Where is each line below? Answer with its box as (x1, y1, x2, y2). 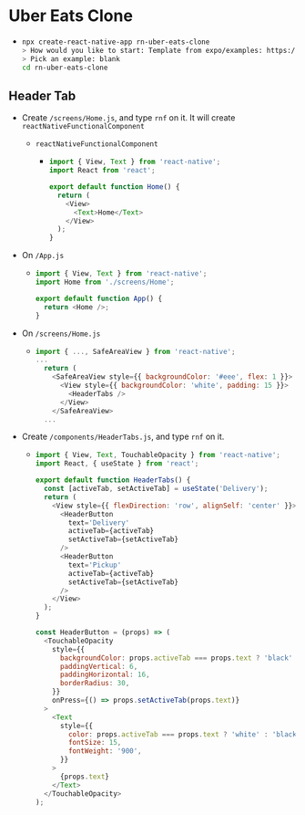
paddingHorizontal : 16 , (59, 670, 151, 680)
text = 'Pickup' (67, 560, 122, 569)
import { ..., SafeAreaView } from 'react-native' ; (35, 347, 236, 356)
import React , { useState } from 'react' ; (35, 459, 199, 468)
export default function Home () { (48, 183, 180, 192)
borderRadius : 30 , (59, 679, 130, 688)
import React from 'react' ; (48, 166, 156, 175)
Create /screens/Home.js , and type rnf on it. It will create (21, 112, 236, 123)
